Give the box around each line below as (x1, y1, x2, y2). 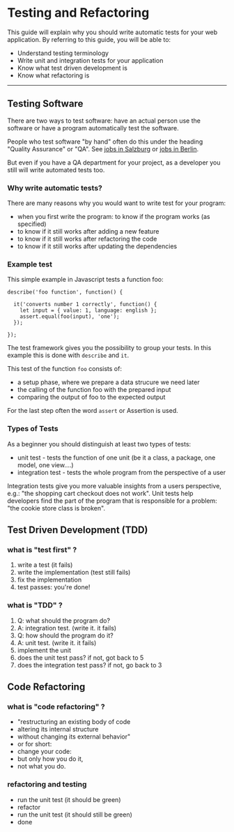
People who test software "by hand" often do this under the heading (7, 137, 203, 146)
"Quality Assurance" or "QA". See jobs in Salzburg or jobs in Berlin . (7, 144, 199, 153)
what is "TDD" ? (7, 600, 63, 610)
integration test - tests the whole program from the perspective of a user (17, 468, 226, 476)
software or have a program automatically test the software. (7, 123, 179, 132)
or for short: (17, 740, 52, 748)
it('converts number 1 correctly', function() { (13, 301, 157, 308)
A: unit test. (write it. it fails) (17, 638, 97, 646)
